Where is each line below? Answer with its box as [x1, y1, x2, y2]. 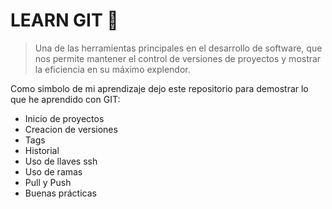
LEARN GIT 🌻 [10, 9, 119, 32]
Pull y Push [24, 176, 72, 188]
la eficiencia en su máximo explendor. [34, 63, 191, 75]
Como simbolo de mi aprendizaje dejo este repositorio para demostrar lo [10, 82, 309, 94]
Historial [24, 144, 60, 156]
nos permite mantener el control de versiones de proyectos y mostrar [34, 52, 322, 64]
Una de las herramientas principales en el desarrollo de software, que [34, 42, 323, 54]
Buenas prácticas [24, 187, 97, 199]
